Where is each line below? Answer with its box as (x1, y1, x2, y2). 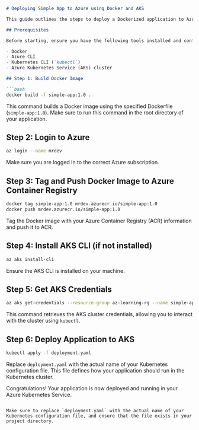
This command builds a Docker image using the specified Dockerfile (6, 103, 173, 110)
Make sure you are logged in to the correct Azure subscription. (6, 159, 160, 166)
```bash (6, 86, 25, 92)
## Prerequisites (6, 27, 49, 33)
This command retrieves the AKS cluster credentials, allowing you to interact (6, 311, 192, 318)
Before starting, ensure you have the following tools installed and (6, 37, 182, 44)
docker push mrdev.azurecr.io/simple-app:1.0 (6, 206, 120, 212)
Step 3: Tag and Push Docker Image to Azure (6, 176, 175, 186)
